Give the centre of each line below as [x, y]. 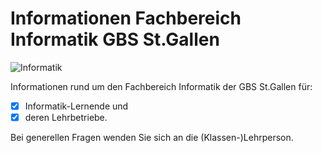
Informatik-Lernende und [76, 106]
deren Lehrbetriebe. [66, 117]
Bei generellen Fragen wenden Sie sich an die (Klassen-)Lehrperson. [152, 138]
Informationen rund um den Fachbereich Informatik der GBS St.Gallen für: [161, 86]
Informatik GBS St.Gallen [115, 39]
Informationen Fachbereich [126, 18]
